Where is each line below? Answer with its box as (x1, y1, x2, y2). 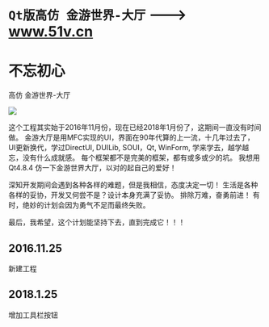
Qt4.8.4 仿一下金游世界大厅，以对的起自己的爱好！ (8, 163, 177, 173)
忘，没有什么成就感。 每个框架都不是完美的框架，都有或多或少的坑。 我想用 (8, 153, 260, 162)
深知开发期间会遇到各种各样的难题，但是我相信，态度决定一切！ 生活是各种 (8, 180, 258, 190)
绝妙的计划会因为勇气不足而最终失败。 (22, 200, 150, 210)
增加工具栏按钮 (8, 310, 58, 320)
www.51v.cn (8, 23, 94, 41)
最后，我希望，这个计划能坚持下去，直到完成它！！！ (8, 217, 186, 227)
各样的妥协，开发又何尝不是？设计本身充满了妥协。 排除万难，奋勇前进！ (8, 191, 251, 200)
